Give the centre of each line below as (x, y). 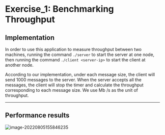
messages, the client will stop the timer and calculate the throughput (74, 85)
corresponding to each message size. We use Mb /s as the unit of (72, 90)
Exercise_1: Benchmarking (60, 9)
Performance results (37, 116)
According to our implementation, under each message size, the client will (80, 74)
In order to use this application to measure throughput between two (73, 49)
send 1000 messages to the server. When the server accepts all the (73, 80)
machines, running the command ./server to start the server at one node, (80, 54)
